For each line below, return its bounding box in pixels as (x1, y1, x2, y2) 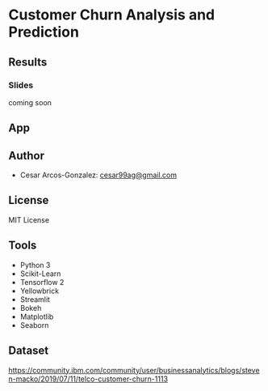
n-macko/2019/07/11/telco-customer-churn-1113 (8, 374, 168, 384)
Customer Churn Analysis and (8, 6, 216, 24)
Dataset (8, 344, 49, 358)
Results (8, 55, 48, 69)
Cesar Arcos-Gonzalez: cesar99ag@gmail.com (19, 170, 178, 180)
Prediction (8, 23, 79, 41)
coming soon (8, 97, 52, 107)
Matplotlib (19, 312, 54, 321)
